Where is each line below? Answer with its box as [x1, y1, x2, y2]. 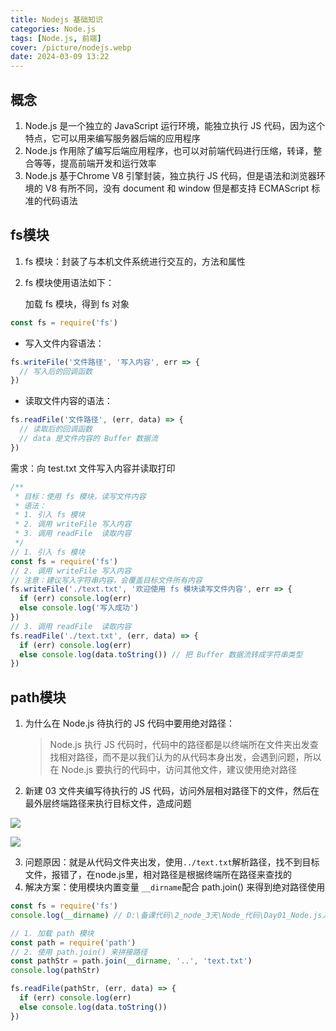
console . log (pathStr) [10, 966, 101, 976]
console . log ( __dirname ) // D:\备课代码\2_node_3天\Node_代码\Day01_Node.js [10, 910, 323, 920]
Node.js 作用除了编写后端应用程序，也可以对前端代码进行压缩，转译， [24, 144, 314, 156]
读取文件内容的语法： [24, 395, 113, 407]
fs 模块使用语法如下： [24, 276, 115, 288]
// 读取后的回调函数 [19, 424, 93, 435]
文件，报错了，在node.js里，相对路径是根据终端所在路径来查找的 [24, 869, 293, 881]
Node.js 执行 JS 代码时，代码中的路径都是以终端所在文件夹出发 [49, 739, 310, 751]
